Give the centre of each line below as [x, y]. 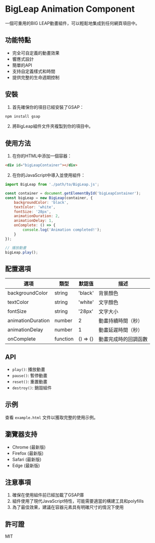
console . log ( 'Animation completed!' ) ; [62, 230]
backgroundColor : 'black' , [41, 202]
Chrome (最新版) [29, 447]
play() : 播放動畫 [29, 369]
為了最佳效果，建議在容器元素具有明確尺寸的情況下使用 [68, 507]
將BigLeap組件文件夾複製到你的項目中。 [53, 126]
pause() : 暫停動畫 [30, 375]
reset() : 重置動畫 [30, 382]
